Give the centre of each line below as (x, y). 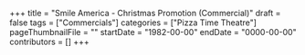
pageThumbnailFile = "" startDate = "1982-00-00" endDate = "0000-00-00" (153, 32)
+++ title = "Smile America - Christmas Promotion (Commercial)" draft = (145, 13)
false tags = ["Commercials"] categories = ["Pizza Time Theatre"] (133, 23)
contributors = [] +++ (49, 41)
